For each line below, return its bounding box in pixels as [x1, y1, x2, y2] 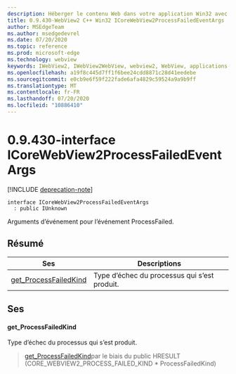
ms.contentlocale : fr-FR [7, 89, 80, 96]
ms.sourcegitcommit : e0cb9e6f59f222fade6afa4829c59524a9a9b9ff [7, 75, 197, 83]
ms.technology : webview [7, 56, 77, 63]
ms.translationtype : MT [7, 82, 77, 89]
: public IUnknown [13, 205, 68, 212]
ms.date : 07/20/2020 [7, 37, 68, 44]
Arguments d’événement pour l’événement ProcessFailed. [7, 217, 174, 226]
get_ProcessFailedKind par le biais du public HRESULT [24, 352, 181, 361]
